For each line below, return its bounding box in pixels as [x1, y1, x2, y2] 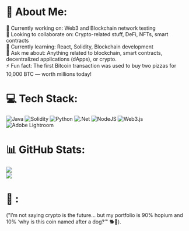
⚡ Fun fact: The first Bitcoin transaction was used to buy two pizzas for [6, 62, 177, 69]
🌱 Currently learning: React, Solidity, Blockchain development [6, 43, 153, 50]
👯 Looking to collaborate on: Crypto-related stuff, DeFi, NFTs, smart [6, 30, 169, 37]
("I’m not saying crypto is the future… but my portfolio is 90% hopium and [6, 211, 184, 218]
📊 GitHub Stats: [6, 143, 86, 156]
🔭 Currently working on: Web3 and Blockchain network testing [6, 24, 156, 32]
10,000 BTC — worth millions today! [6, 70, 92, 78]
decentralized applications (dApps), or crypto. [6, 55, 117, 62]
